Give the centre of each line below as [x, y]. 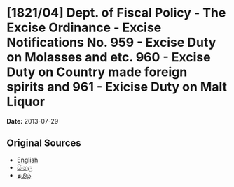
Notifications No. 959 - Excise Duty [111, 43]
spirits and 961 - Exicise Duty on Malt [117, 87]
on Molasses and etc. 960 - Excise [109, 58]
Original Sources [44, 143]
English [27, 160]
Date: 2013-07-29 [33, 121]
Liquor [26, 102]
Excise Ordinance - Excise [84, 28]
